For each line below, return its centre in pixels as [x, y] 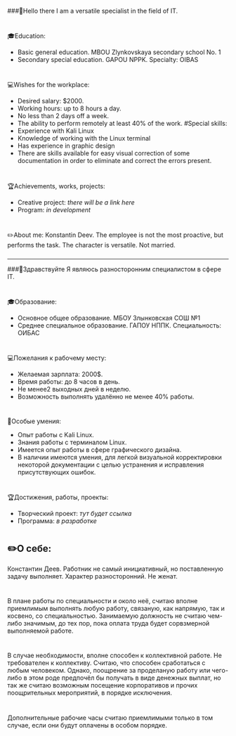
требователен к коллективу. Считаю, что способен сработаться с [106, 663]
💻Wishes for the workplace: [48, 85]
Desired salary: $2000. [51, 101]
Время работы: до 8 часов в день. [69, 382]
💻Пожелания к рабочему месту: [57, 358]
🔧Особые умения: [34, 421]
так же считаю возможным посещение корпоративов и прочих [103, 685]
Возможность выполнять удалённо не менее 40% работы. [106, 396]
